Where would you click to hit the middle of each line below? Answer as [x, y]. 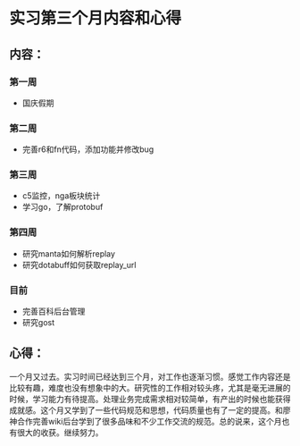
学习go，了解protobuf [62, 207]
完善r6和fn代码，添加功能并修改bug [88, 149]
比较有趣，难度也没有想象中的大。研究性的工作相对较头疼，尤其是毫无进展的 [150, 387]
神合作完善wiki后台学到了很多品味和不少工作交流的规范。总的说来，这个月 [146, 421]
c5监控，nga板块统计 [61, 196]
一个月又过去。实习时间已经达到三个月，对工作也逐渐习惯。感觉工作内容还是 [150, 376]
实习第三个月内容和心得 [96, 18]
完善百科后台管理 [54, 311]
